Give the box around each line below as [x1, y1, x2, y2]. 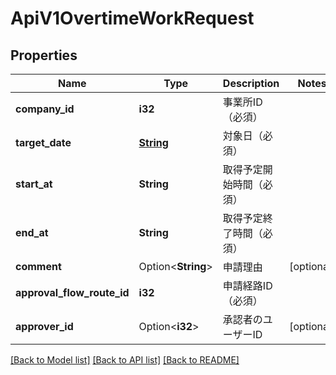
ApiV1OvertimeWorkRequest [10, 7, 255, 30]
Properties [10, 47, 78, 64]
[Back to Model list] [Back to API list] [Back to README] [10, 354, 240, 366]
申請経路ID [222, 279, 273, 292]
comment [15, 260, 62, 273]
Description [222, 77, 280, 90]
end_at [15, 226, 49, 239]
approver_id [15, 320, 74, 333]
